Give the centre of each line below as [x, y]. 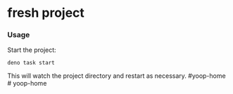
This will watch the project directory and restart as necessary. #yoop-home [117, 76]
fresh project [46, 13]
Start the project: [32, 50]
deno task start [31, 63]
